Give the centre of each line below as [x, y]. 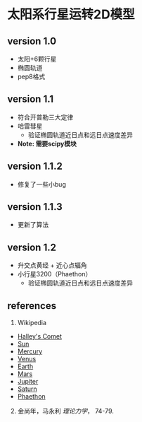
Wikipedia [32, 323]
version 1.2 [32, 247]
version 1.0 [32, 41]
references [32, 306]
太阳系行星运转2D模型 [71, 14]
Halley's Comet [39, 336]
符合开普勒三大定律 [45, 117]
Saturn [27, 389]
